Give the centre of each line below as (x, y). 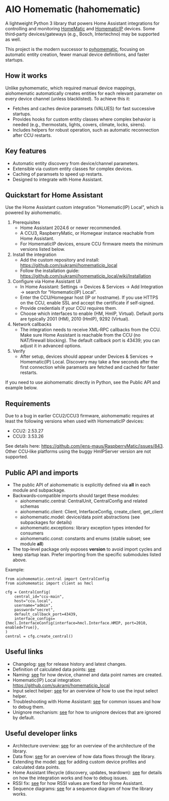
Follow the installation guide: (50, 271)
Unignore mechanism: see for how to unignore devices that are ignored (87, 712)
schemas (30, 506)
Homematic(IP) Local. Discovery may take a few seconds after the (89, 362)
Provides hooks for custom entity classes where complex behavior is (84, 119)
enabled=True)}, (22, 627)
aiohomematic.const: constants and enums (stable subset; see (85, 538)
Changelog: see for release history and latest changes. (69, 664)
